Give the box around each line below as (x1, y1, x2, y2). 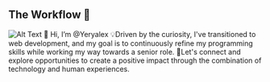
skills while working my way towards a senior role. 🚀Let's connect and (8, 47, 242, 56)
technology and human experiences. (8, 64, 131, 73)
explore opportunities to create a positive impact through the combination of (8, 55, 262, 65)
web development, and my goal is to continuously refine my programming (8, 38, 254, 48)
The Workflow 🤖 (8, 8, 91, 22)
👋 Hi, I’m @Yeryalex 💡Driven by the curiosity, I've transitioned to (44, 29, 256, 39)
